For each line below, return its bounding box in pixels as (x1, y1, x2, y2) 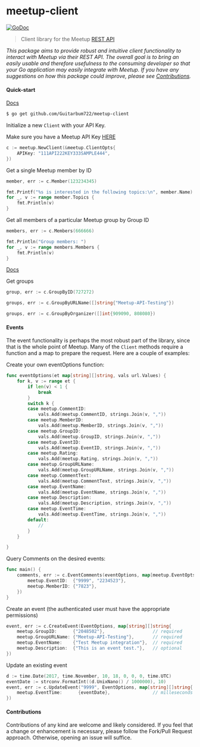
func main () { (6, 567, 42, 573)
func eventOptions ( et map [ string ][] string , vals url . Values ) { (6, 373, 167, 379)
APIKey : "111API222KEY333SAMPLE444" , (17, 150, 111, 156)
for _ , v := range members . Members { (6, 244, 100, 250)
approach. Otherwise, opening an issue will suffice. (6, 734, 132, 741)
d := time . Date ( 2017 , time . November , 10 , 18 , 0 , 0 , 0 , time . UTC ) (6, 673, 172, 679)
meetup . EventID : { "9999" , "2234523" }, (27, 578, 127, 584)
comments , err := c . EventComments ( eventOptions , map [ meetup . (17, 572, 171, 578)
